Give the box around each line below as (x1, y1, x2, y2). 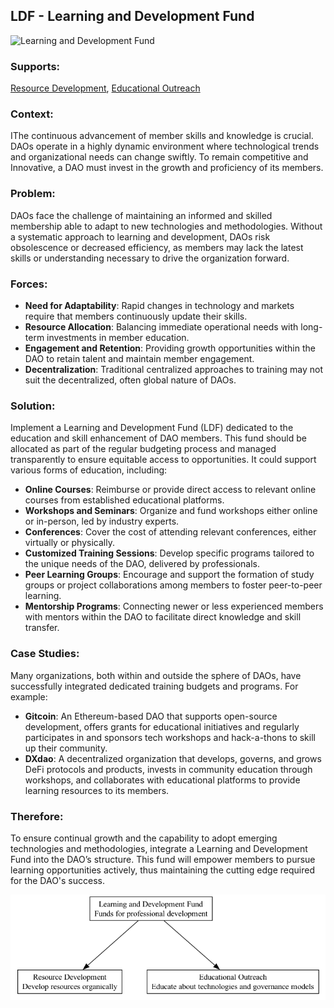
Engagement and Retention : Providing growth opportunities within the (24, 342, 316, 354)
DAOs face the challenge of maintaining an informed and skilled (10, 209, 273, 221)
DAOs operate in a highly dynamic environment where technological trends (10, 140, 320, 153)
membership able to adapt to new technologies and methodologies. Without (10, 220, 323, 232)
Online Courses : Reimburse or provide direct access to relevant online (24, 484, 317, 496)
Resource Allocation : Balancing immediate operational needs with (24, 321, 299, 333)
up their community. (24, 742, 108, 754)
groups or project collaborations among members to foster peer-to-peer (24, 579, 323, 591)
